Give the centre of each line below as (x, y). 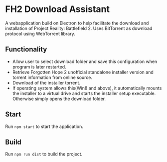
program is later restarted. (39, 66)
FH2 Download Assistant (57, 9)
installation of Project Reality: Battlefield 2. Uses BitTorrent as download (79, 28)
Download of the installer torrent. (46, 82)
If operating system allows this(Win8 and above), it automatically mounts (87, 88)
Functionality (26, 49)
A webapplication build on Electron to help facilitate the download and (77, 23)
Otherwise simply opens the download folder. (59, 98)
